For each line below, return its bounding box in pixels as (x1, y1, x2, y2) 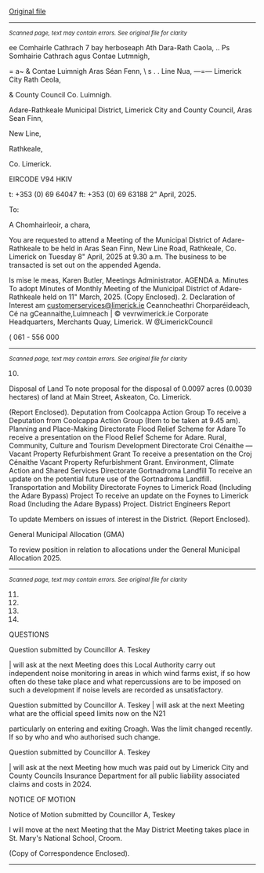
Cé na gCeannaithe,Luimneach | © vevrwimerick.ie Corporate (9, 309, 208, 318)
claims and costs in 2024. (9, 780, 92, 788)
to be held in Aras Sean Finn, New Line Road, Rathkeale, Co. (42, 243, 237, 253)
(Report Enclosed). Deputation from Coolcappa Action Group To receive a (9, 407, 247, 417)
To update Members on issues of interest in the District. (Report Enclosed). (9, 514, 251, 524)
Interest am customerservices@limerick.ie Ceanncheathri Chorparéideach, (9, 301, 251, 309)
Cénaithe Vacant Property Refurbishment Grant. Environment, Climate (9, 458, 234, 466)
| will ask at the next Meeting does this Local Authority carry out (9, 660, 216, 670)
